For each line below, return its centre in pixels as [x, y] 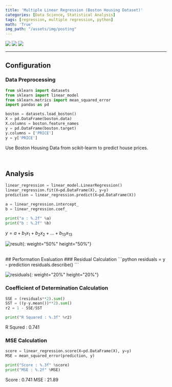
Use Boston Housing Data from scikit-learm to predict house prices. [77, 148]
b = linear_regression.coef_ [36, 209]
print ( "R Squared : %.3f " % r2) [39, 318]
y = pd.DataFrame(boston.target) [41, 128]
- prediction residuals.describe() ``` [42, 265]
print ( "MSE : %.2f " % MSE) [33, 370]
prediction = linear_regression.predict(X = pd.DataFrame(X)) [71, 195]
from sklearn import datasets [38, 90]
